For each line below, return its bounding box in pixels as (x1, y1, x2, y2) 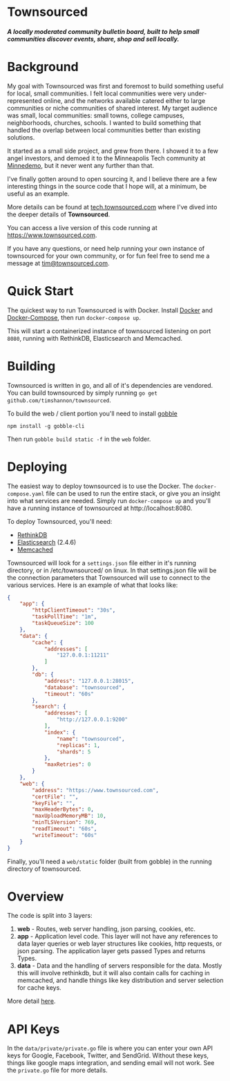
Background (7, 59, 79, 75)
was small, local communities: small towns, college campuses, (7, 111, 185, 120)
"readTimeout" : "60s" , (32, 825, 97, 833)
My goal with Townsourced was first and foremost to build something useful (7, 82, 224, 90)
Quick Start (7, 283, 74, 299)
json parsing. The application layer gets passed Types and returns (17, 947, 206, 955)
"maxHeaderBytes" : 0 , (32, 806, 95, 813)
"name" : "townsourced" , (56, 735, 126, 742)
